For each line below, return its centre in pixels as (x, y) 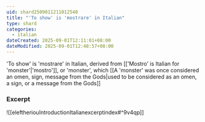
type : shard (21, 23)
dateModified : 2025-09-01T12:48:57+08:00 (60, 47)
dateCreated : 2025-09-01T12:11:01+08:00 (59, 40)
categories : (21, 29)
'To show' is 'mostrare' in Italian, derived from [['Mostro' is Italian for (93, 63)
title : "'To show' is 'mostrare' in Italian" (65, 18)
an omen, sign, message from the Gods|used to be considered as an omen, (102, 77)
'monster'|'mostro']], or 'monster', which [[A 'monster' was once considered (103, 70)
